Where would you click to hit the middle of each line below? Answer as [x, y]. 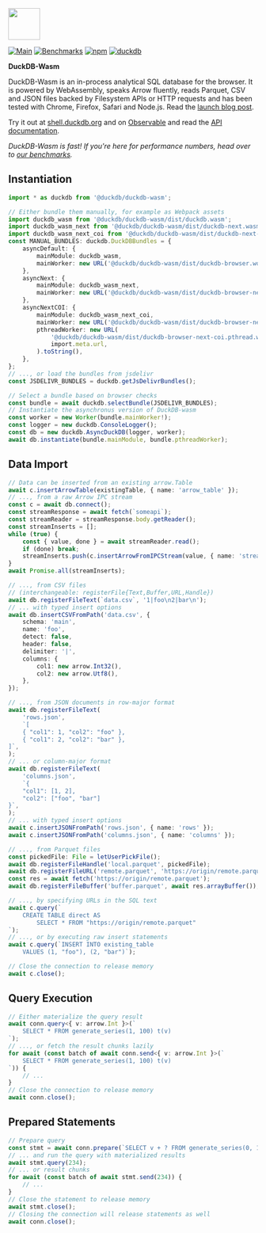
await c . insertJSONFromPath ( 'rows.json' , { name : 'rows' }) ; [111, 828]
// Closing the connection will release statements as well [110, 1214]
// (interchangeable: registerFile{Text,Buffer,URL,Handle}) [111, 592]
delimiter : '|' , [49, 651]
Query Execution [51, 998]
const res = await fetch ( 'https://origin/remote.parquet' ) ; [110, 879]
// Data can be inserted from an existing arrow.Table [101, 482]
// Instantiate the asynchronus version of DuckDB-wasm [102, 410]
